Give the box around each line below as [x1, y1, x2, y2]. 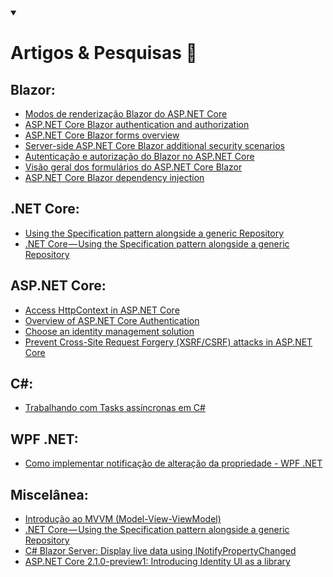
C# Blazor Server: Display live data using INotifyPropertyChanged [24, 545, 297, 557]
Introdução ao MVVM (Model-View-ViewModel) [24, 513, 222, 525]
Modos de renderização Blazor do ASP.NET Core [24, 108, 228, 120]
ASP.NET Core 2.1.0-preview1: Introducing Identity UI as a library [24, 556, 291, 568]
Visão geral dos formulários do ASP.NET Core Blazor [24, 161, 243, 173]
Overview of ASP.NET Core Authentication [24, 314, 200, 326]
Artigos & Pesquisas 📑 [10, 42, 198, 65]
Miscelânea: [10, 486, 89, 503]
